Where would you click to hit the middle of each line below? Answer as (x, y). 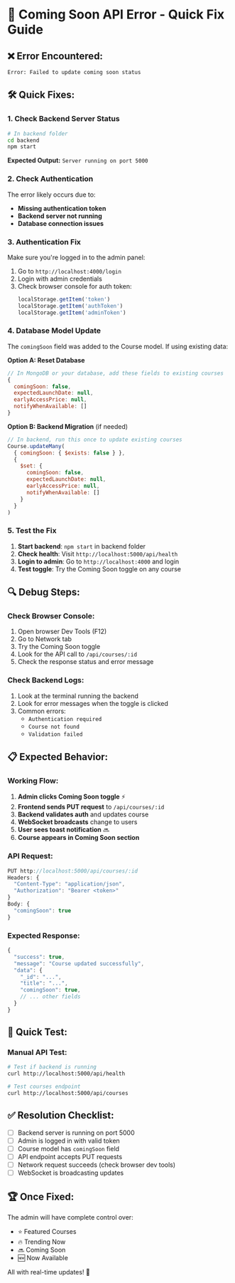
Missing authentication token (62, 208)
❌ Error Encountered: (55, 56)
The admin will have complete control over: (70, 1217)
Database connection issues (61, 223)
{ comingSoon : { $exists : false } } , (70, 453)
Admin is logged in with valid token (69, 1141)
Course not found (54, 727)
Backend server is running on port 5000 (76, 1133)
